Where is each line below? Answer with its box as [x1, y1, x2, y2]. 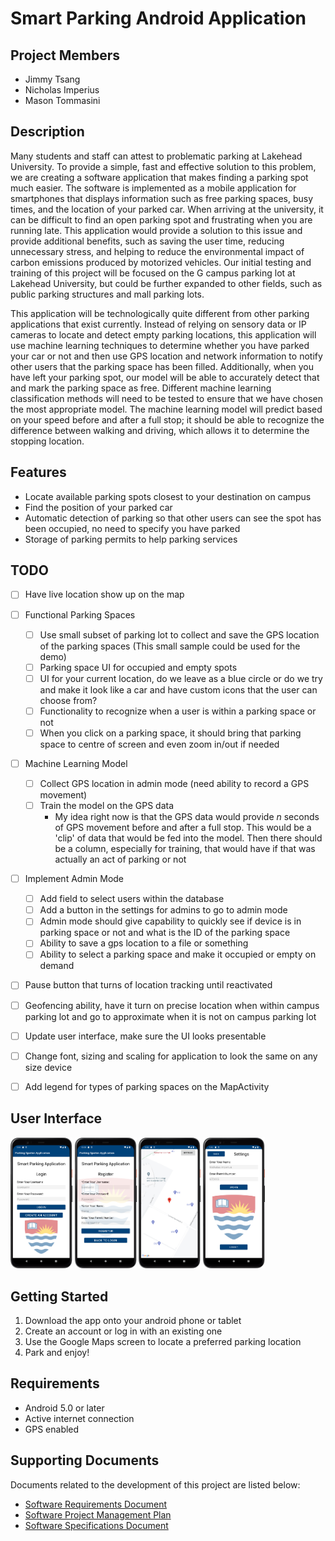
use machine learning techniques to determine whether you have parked [10, 339, 310, 351]
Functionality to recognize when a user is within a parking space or [39, 705, 317, 717]
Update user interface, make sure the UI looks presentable [24, 1030, 267, 1042]
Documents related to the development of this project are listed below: [10, 1478, 301, 1491]
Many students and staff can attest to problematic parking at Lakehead [10, 150, 303, 162]
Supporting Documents [10, 1452, 160, 1469]
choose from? [39, 694, 98, 706]
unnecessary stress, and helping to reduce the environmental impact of [10, 245, 305, 257]
